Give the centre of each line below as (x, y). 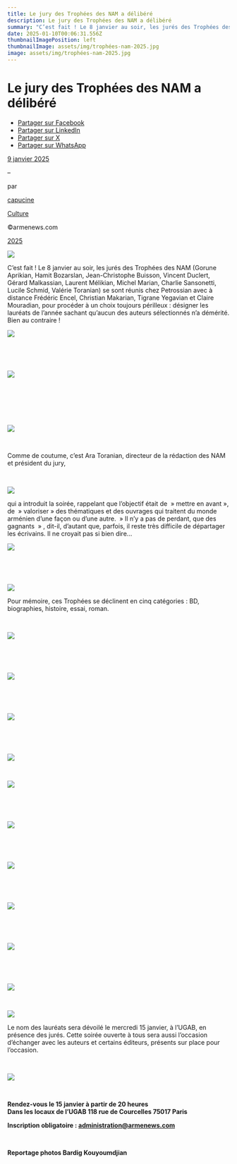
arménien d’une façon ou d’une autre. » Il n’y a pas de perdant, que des (112, 519)
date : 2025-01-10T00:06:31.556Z (55, 34)
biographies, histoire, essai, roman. (58, 608)
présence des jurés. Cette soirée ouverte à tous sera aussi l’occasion (108, 1035)
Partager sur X (38, 138)
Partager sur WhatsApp (52, 145)
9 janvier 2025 (28, 159)
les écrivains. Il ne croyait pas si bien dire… (70, 533)
